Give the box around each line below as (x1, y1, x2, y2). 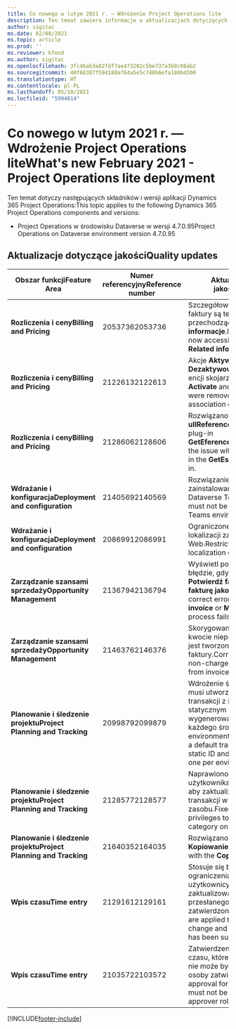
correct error (188, 594, 230, 604)
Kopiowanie (188, 841, 229, 851)
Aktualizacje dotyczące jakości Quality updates (7, 250, 218, 262)
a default (188, 740, 218, 749)
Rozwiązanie (188, 475, 230, 485)
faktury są (188, 308, 222, 318)
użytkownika (188, 778, 230, 787)
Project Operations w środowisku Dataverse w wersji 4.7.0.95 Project (17, 222, 216, 230)
